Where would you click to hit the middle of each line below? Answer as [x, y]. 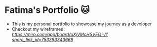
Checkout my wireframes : [39, 29]
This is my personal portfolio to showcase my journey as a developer [82, 24]
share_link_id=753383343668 [42, 40]
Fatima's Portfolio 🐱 [47, 10]
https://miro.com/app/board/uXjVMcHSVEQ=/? [60, 34]
